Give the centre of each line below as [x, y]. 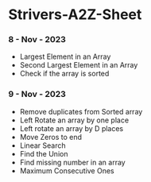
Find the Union [44, 153]
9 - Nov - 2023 [37, 95]
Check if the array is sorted [64, 74]
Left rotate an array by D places [72, 128]
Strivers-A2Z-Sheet [75, 15]
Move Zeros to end [50, 137]
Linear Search [43, 145]
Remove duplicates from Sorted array [81, 111]
